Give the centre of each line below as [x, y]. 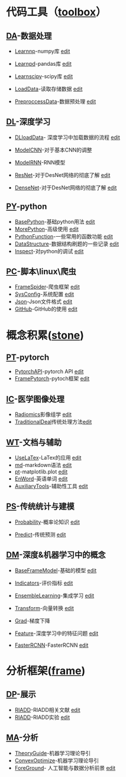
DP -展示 [21, 694]
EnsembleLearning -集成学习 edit [54, 595]
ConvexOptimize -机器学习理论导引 [57, 760]
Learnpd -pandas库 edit [43, 64]
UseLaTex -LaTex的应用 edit [48, 458]
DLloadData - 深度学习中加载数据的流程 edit [67, 137]
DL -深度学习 [28, 122]
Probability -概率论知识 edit [47, 522]
